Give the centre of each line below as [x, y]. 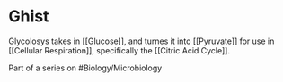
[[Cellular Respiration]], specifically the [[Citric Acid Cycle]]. [119, 50]
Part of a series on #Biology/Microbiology [85, 68]
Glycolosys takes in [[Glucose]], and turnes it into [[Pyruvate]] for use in [141, 41]
